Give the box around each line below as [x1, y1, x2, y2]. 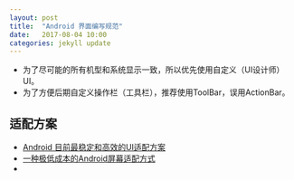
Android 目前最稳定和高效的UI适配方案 [22, 142, 166, 153]
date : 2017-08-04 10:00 [9, 30, 107, 39]
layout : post [9, 13, 59, 23]
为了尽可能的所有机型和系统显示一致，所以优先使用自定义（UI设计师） [22, 64, 285, 75]
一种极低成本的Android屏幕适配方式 [22, 153, 156, 164]
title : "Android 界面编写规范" [9, 22, 124, 31]
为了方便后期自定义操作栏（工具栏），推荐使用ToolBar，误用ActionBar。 [22, 87, 290, 98]
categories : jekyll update [9, 38, 111, 48]
